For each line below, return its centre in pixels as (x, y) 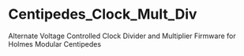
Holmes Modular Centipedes (54, 44)
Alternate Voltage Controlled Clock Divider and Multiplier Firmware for (122, 36)
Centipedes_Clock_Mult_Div (103, 14)
